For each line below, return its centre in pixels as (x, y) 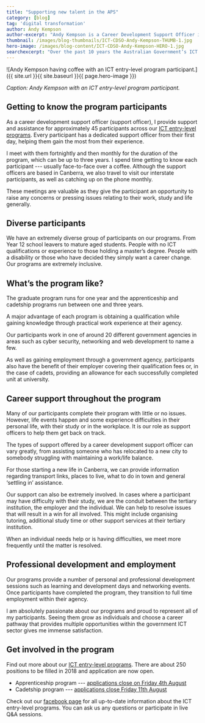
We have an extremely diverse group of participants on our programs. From (101, 238)
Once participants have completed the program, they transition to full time (99, 592)
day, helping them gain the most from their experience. (75, 141)
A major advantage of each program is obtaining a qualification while (93, 317)
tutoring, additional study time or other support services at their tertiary (96, 520)
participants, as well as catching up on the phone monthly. (80, 179)
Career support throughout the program (84, 399)
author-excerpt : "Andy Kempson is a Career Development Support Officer (101, 35)
